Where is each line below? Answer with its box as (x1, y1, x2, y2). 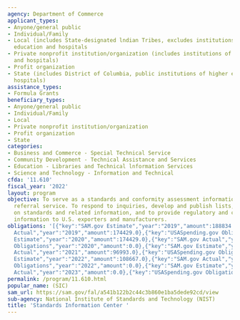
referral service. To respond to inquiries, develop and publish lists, (14, 202, 235, 210)
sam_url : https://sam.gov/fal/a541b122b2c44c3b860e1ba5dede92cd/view (7, 289, 219, 296)
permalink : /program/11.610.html (7, 275, 107, 282)
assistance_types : (7, 83, 62, 91)
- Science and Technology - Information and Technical (7, 169, 174, 177)
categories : (7, 143, 43, 150)
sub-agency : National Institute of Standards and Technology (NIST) (7, 295, 216, 303)
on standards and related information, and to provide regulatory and (14, 210, 229, 217)
